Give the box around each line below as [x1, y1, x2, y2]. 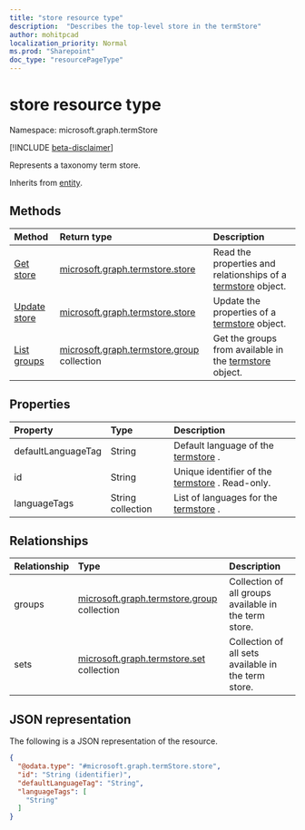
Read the [212, 246, 251, 259]
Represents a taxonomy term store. [9, 160, 141, 171]
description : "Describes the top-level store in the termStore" [9, 22, 261, 31]
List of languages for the [173, 491, 278, 503]
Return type [59, 230, 113, 243]
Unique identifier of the [173, 464, 272, 477]
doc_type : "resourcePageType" [9, 55, 124, 64]
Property [14, 424, 54, 436]
